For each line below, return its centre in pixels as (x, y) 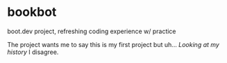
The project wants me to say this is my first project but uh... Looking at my (113, 44)
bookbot (32, 12)
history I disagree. (33, 52)
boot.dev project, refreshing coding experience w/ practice (92, 31)
